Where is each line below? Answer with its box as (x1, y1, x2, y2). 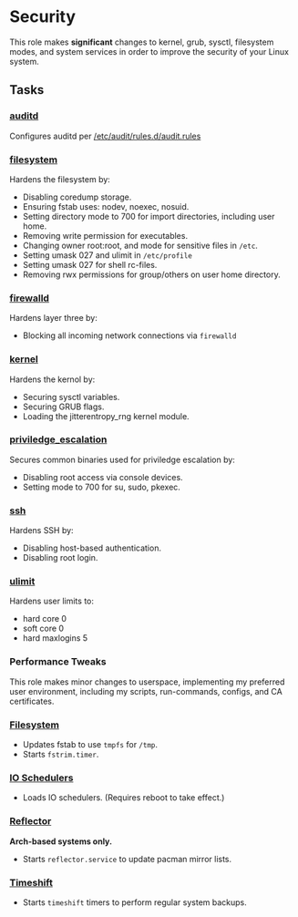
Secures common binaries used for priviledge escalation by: (9, 454, 235, 465)
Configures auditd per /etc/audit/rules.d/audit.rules (9, 130, 201, 141)
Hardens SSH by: (9, 525, 75, 536)
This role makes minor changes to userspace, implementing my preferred (9, 676, 285, 687)
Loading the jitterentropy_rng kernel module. (22, 410, 190, 421)
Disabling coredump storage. (22, 191, 132, 202)
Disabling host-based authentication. (22, 542, 162, 553)
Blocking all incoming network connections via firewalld (22, 330, 237, 341)
